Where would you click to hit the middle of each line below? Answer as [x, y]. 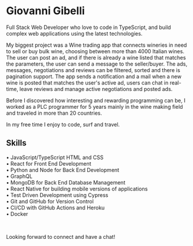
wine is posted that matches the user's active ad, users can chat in [87, 82]
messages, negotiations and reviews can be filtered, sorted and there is [93, 70]
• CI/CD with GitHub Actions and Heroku [55, 208]
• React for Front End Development [49, 163]
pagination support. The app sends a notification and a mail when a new [94, 76]
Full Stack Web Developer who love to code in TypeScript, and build [89, 27]
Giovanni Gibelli [45, 11]
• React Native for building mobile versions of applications [77, 189]
